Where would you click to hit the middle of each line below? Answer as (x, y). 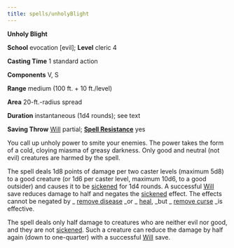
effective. (21, 209)
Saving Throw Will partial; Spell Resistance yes (76, 129)
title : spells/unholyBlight (48, 14)
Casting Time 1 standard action (53, 61)
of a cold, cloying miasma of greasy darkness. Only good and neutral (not (113, 150)
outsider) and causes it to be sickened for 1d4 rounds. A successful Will (111, 186)
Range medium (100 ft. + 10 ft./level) (60, 88)
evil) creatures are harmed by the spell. (64, 157)
